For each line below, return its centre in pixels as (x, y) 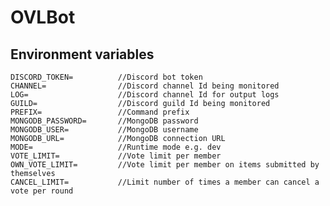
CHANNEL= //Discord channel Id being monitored (145, 86)
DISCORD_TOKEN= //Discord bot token (106, 77)
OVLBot (43, 17)
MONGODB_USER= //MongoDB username (104, 130)
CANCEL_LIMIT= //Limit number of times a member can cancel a (165, 182)
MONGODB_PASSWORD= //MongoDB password (104, 121)
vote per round (42, 191)
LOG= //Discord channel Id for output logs (145, 95)
